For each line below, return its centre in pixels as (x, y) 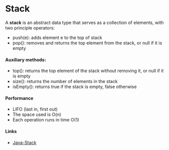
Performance (19, 98)
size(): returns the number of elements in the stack (65, 81)
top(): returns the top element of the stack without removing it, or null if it (88, 71)
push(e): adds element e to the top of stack (57, 37)
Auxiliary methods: (26, 59)
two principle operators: (30, 27)
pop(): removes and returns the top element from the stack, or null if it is (87, 42)
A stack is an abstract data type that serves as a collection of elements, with (84, 22)
